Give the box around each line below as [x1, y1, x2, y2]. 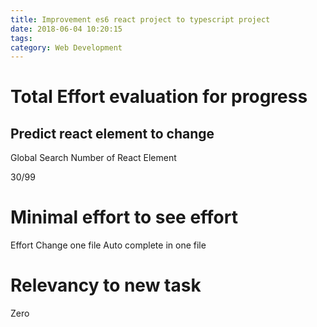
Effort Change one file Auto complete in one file [10, 239, 207, 251]
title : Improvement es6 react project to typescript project [10, 14, 271, 25]
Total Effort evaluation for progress [10, 86, 308, 108]
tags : [10, 33, 33, 43]
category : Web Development [10, 42, 123, 53]
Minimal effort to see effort [10, 206, 238, 229]
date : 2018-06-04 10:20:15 [10, 24, 123, 34]
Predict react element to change [10, 125, 215, 142]
